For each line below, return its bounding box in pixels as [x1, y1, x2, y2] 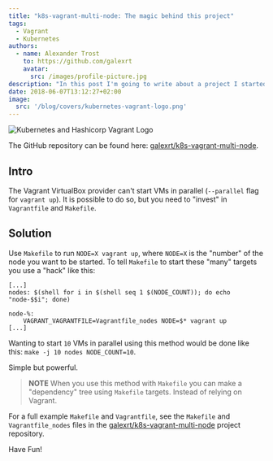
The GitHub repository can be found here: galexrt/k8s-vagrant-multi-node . [8, 141, 258, 150]
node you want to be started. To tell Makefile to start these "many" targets [8, 257, 258, 267]
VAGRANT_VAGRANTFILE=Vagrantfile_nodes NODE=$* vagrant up [23, 316, 227, 325]
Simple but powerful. [8, 363, 79, 372]
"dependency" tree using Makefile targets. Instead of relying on [28, 387, 242, 397]
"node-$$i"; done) [8, 295, 71, 303]
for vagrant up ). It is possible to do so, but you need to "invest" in [8, 194, 227, 204]
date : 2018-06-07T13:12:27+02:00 [8, 87, 122, 96]
